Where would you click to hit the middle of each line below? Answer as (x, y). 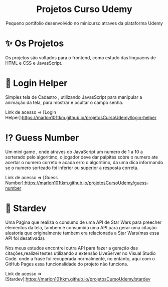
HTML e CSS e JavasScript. (34, 63)
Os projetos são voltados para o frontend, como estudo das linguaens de (81, 57)
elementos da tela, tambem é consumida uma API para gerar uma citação (81, 227)
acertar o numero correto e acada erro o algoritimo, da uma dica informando (84, 162)
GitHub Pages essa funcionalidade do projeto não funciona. (67, 264)
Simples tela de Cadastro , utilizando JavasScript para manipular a (74, 97)
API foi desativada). (25, 238)
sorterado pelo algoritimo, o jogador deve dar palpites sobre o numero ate (82, 157)
